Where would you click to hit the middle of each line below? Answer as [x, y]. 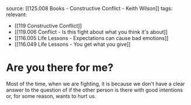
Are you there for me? [60, 68]
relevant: [17, 15]
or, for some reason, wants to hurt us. [51, 96]
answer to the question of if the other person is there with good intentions [95, 90]
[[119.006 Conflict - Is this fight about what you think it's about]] [91, 32]
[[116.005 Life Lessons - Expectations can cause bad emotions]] [91, 38]
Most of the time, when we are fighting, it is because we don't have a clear [95, 84]
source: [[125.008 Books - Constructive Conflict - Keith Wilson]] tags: [89, 8]
